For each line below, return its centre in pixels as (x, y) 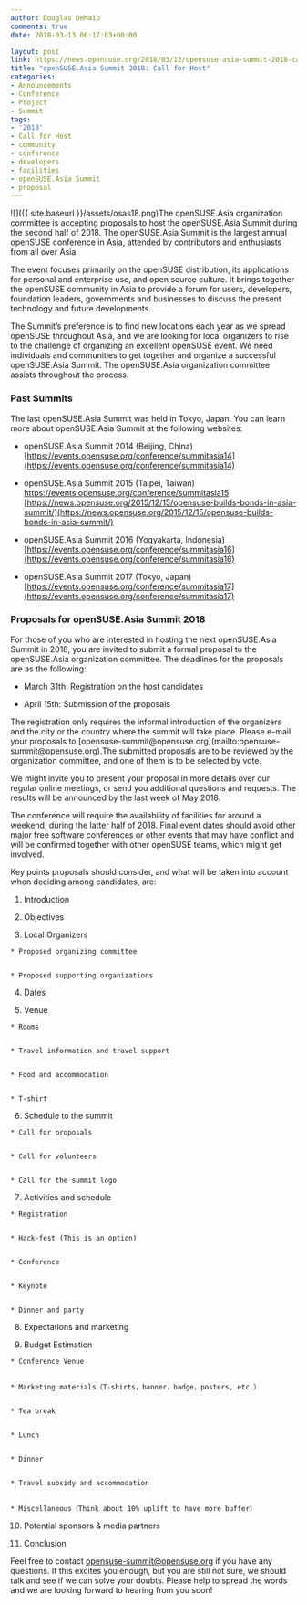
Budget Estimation (58, 1345)
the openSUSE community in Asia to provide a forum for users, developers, (151, 290)
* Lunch (25, 1435)
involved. (27, 854)
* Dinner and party (47, 1310)
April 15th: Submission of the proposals (97, 703)
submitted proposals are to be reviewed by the (206, 751)
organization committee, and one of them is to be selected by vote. (136, 760)
